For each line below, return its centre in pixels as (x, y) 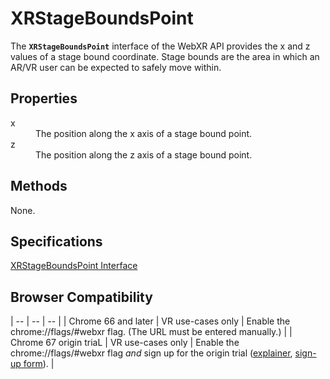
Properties (44, 98)
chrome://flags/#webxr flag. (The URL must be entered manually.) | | (151, 332)
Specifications (56, 241)
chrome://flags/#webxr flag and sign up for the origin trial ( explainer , (151, 353)
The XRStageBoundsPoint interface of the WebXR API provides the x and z (160, 46)
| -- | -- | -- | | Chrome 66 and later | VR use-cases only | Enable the (150, 321)
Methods (39, 186)
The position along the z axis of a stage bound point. (144, 154)
